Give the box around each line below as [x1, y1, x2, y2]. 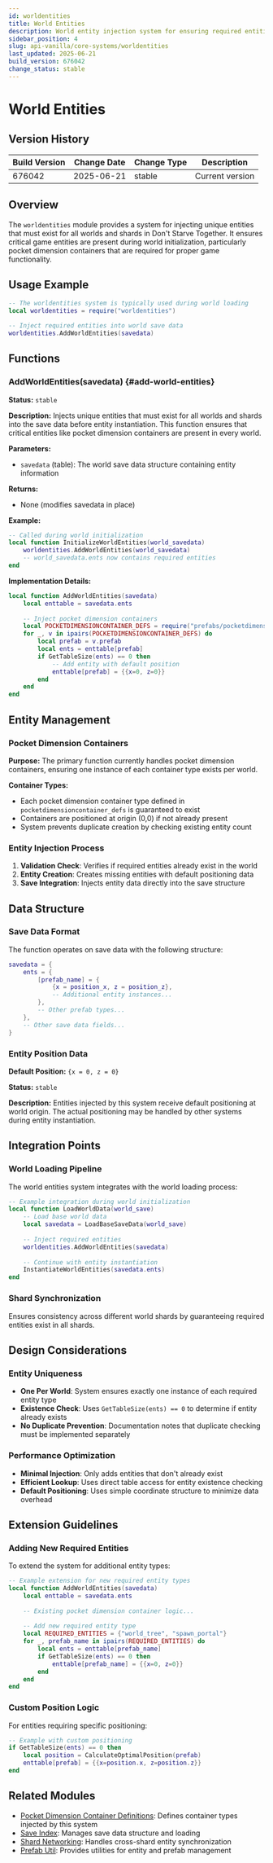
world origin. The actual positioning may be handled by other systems [8, 1106, 242, 1116]
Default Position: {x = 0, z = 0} [8, 1066, 119, 1076]
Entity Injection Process [8, 842, 105, 854]
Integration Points [8, 1139, 102, 1153]
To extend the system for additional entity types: [8, 1561, 171, 1571]
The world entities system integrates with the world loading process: [8, 1182, 238, 1192]
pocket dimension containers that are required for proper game [8, 245, 220, 255]
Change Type [133, 156, 188, 168]
